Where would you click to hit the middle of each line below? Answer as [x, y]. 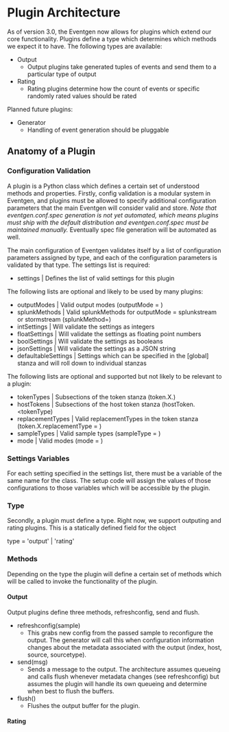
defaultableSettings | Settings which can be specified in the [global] [113, 355]
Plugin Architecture [64, 13]
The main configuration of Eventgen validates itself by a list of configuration [114, 250]
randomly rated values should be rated [82, 96]
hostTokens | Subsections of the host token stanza [88, 404]
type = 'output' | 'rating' [41, 541]
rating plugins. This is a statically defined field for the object [92, 528]
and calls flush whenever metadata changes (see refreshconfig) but [123, 676]
